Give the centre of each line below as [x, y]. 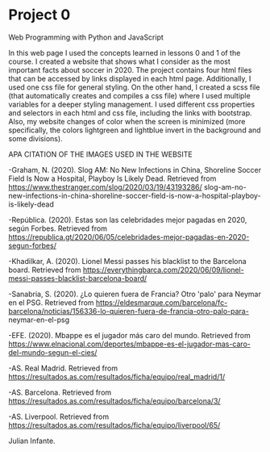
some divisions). [35, 138]
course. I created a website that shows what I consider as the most [120, 61]
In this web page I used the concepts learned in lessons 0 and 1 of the [125, 52]
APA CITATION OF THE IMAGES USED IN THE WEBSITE [100, 154]
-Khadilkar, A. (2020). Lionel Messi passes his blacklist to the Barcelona [128, 261]
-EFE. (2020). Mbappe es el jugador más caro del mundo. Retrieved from [130, 335]
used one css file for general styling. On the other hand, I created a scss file [134, 87]
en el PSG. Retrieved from [51, 302]
